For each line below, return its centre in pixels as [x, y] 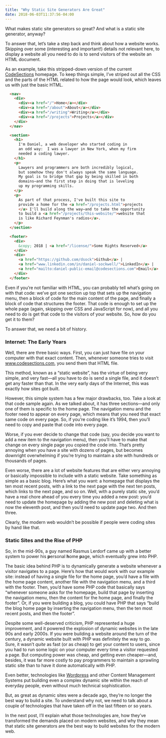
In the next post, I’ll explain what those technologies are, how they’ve [76, 716]
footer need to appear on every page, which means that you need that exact [83, 414]
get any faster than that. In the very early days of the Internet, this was [77, 383]
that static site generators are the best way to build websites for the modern [83, 726]
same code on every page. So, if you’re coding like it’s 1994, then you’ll [78, 419]
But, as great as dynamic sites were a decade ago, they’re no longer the [79, 695]
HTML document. [23, 59]
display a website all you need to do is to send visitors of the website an [79, 54]
